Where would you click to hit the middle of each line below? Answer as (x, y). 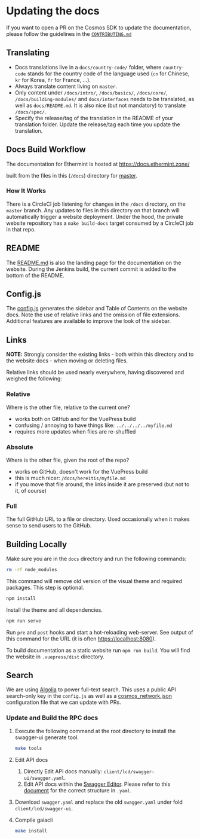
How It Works (26, 191)
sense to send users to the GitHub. (49, 526)
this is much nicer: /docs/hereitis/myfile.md (70, 478)
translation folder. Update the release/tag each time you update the (97, 124)
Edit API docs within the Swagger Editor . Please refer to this (97, 784)
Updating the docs (53, 11)
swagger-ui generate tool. (47, 737)
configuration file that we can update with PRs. (64, 702)
